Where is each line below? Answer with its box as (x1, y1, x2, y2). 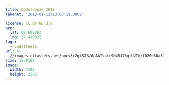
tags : (5, 39, 17, 45)
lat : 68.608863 (10, 30, 42, 35)
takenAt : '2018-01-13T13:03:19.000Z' (5, 12, 84, 17)
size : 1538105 (5, 58, 35, 63)
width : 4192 (10, 67, 35, 72)
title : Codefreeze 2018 (5, 7, 55, 12)
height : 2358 (10, 72, 37, 77)
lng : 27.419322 (10, 35, 42, 40)
